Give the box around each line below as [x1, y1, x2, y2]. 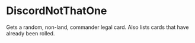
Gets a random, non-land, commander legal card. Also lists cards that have [6, 24, 189, 31]
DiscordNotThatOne [6, 4, 107, 18]
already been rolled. [6, 29, 55, 37]
